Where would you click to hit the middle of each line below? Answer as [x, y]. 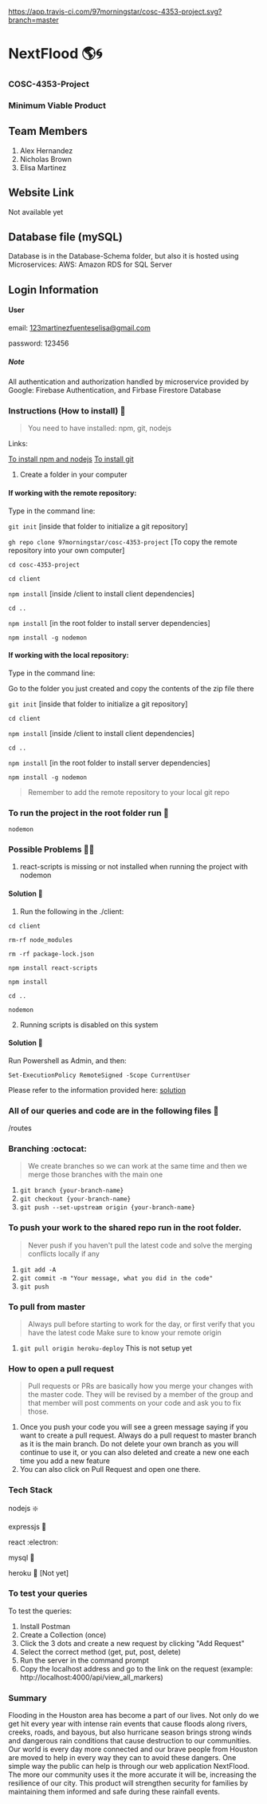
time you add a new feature [65, 1461]
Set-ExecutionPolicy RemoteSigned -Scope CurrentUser [100, 1075]
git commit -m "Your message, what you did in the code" [116, 1278]
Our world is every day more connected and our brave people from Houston [133, 1749]
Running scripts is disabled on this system [89, 1024]
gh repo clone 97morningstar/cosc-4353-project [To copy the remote [123, 541]
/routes [20, 1128]
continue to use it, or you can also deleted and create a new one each [134, 1453]
